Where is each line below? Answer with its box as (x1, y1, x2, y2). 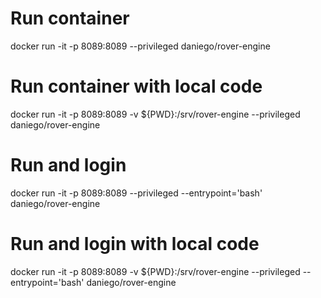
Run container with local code (10, 75, 263, 98)
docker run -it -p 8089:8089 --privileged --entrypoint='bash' (10, 187, 263, 199)
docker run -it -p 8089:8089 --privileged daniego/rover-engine (10, 40, 271, 52)
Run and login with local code (10, 233, 260, 255)
